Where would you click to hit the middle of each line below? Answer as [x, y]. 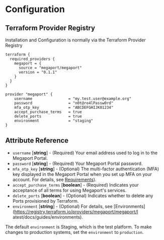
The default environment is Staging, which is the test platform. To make [78, 227]
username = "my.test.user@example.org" [73, 99]
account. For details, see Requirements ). [54, 179]
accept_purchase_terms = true [48, 112]
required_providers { [32, 59]
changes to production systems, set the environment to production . [74, 232]
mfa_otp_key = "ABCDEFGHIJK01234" [64, 107]
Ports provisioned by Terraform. [46, 201]
